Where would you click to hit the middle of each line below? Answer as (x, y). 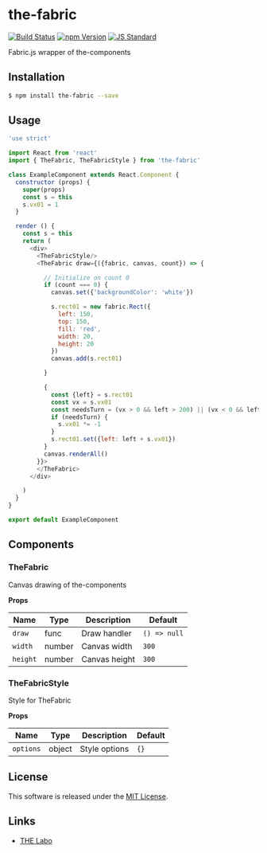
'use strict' (30, 139)
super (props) (44, 190)
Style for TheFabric (40, 700)
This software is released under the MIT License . (88, 796)
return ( (37, 241)
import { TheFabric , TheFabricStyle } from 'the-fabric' (104, 161)
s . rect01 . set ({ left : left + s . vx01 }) (113, 440)
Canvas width (107, 646)
